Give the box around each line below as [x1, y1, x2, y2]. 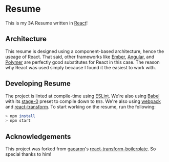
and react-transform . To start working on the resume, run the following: [5, 103, 156, 110]
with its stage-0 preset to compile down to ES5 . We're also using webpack [5, 98, 161, 104]
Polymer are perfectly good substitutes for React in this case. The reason [5, 59, 160, 65]
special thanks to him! [5, 151, 52, 157]
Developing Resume [5, 79, 71, 88]
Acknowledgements [5, 132, 71, 141]
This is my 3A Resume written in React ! [5, 20, 88, 26]
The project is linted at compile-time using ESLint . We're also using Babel [5, 93, 160, 99]
